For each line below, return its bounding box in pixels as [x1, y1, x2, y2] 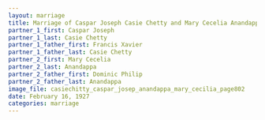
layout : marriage [8, 11, 65, 20]
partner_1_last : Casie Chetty [8, 33, 108, 42]
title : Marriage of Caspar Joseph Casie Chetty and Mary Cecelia [8, 19, 227, 27]
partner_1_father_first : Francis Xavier [8, 41, 144, 49]
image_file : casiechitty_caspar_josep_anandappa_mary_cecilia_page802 [8, 84, 245, 93]
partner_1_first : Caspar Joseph [8, 26, 114, 34]
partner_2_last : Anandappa [8, 63, 97, 71]
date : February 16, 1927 [8, 92, 90, 100]
